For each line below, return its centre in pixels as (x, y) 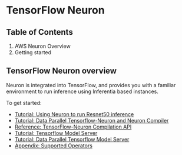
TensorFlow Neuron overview (61, 71)
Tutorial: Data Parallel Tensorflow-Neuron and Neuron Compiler (92, 120)
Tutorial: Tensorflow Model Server (56, 133)
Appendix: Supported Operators (54, 146)
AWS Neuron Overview (42, 46)
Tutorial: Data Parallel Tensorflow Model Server (72, 139)
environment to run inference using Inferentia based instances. (82, 91)
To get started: (24, 103)
